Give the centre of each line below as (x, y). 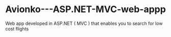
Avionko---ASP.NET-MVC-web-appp (86, 9)
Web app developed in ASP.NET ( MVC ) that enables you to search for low (84, 23)
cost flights (17, 28)
